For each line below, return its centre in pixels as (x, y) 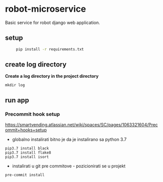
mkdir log (15, 85)
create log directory (36, 65)
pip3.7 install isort (27, 157)
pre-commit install (25, 175)
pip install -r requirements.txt (50, 49)
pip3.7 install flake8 (28, 153)
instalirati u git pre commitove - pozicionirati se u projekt (69, 166)
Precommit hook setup (32, 114)
